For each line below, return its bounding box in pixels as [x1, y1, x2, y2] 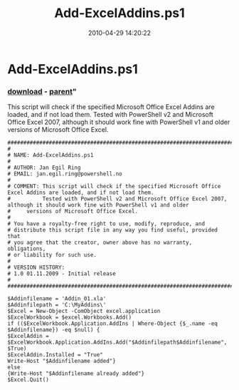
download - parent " [7, 86, 77, 96]
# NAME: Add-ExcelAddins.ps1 [7, 152, 94, 159]
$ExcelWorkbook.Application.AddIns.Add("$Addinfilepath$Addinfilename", [7, 339, 228, 347]
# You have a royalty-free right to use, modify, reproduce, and [7, 220, 205, 227]
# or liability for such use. [7, 252, 97, 259]
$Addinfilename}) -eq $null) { [7, 327, 100, 334]
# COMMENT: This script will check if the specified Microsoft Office [7, 183, 221, 190]
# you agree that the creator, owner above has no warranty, [7, 239, 193, 247]
